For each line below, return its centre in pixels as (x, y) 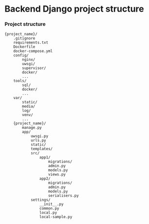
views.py (57, 174)
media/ (29, 106)
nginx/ (29, 60)
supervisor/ (34, 68)
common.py (49, 208)
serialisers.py (63, 196)
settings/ (40, 200)
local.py (48, 213)
